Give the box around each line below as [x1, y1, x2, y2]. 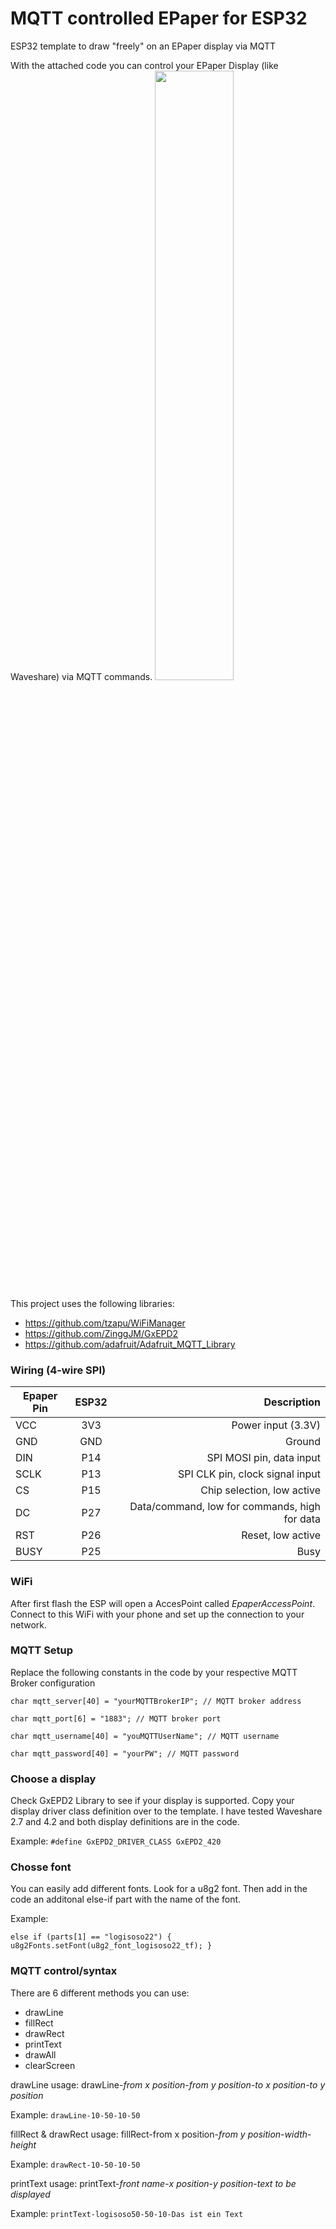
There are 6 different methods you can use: [10, 1987, 190, 1999]
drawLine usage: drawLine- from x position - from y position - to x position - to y [10, 2078, 326, 2091]
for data [283, 1512, 321, 1526]
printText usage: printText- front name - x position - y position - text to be [10, 2177, 297, 2189]
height [10, 2138, 37, 2151]
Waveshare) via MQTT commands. [10, 670, 153, 682]
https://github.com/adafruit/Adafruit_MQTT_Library [24, 1338, 236, 1350]
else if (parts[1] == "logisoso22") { [10, 1932, 172, 1942]
